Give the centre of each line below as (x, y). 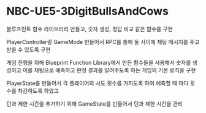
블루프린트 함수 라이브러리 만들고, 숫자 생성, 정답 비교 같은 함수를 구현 (90, 29)
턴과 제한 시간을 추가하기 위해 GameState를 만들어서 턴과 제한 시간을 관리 (94, 104)
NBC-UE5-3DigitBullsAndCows (87, 11)
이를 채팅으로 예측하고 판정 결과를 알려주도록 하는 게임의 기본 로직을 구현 (109, 70)
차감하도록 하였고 (38, 90)
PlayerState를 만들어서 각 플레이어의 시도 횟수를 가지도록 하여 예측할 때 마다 (97, 83)
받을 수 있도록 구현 (29, 49)
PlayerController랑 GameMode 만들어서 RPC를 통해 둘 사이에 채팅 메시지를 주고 (103, 42)
